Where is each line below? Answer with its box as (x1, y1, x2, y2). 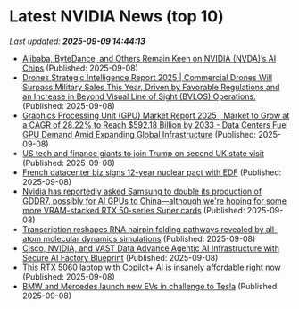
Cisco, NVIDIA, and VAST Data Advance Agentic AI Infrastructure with (21, 243, 279, 254)
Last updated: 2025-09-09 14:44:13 (9, 36, 145, 46)
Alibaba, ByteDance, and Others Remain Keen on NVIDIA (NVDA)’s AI (21, 53, 277, 63)
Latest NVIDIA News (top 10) (9, 6, 225, 27)
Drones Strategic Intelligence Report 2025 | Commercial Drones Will (21, 71, 273, 82)
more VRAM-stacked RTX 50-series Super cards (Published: (21, 205, 245, 215)
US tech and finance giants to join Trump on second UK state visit (21, 147, 265, 158)
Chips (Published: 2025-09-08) (21, 63, 138, 73)
